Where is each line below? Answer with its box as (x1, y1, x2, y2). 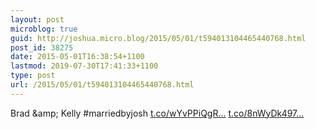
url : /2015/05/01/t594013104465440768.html (10, 80, 195, 90)
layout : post (10, 14, 65, 25)
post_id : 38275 (10, 42, 74, 53)
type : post (10, 71, 56, 81)
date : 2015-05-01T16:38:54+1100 (10, 52, 145, 62)
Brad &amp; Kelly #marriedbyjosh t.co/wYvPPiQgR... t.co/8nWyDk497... (10, 107, 305, 119)
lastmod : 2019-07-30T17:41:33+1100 (10, 61, 159, 71)
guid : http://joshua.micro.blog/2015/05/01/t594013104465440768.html (10, 33, 307, 43)
